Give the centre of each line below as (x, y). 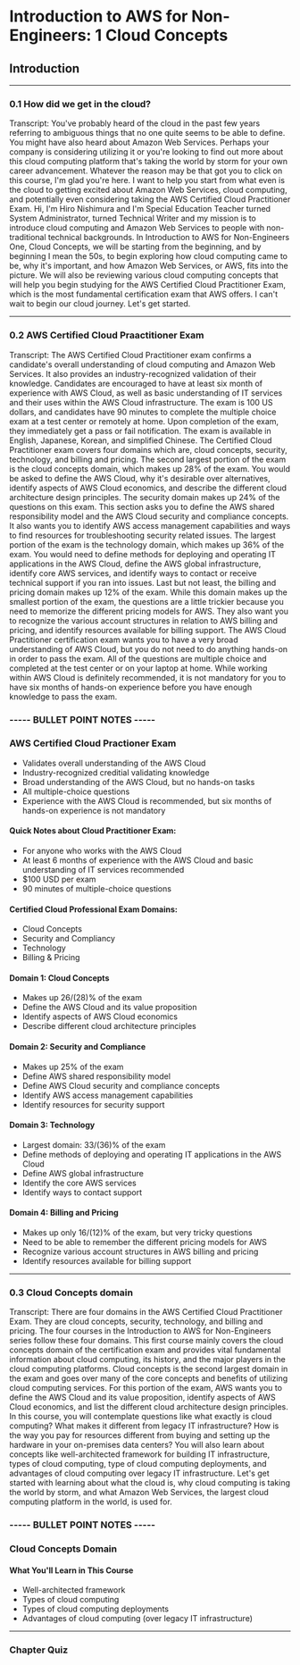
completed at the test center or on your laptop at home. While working (138, 668)
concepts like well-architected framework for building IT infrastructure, (140, 1454)
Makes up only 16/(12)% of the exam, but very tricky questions (137, 1233)
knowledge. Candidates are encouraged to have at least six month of (136, 383)
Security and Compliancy (69, 939)
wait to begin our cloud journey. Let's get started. (100, 304)
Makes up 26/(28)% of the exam (82, 998)
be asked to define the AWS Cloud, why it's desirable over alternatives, (140, 478)
